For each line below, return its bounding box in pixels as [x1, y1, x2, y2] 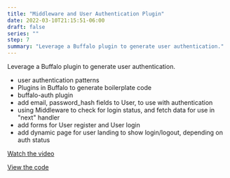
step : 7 [7, 37, 30, 44]
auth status [17, 136, 50, 144]
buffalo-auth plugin [17, 91, 74, 99]
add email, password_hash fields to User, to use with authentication [17, 98, 213, 106]
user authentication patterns [17, 76, 100, 84]
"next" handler [17, 113, 60, 122]
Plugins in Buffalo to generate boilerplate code [17, 84, 152, 91]
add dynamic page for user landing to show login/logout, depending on [17, 128, 223, 136]
